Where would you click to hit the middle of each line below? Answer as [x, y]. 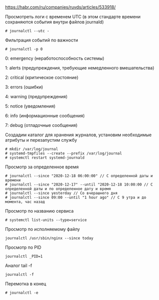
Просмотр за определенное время [42, 167]
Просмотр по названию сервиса [39, 211]
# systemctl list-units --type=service [46, 220]
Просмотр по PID [23, 247]
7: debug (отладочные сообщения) [41, 125]
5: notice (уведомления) [30, 106]
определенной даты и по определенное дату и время [58, 189]
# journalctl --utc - [27, 31]
